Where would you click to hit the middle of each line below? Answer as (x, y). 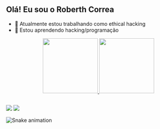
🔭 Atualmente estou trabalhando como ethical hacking (80, 23)
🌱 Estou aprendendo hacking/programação (67, 30)
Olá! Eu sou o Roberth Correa (60, 10)
